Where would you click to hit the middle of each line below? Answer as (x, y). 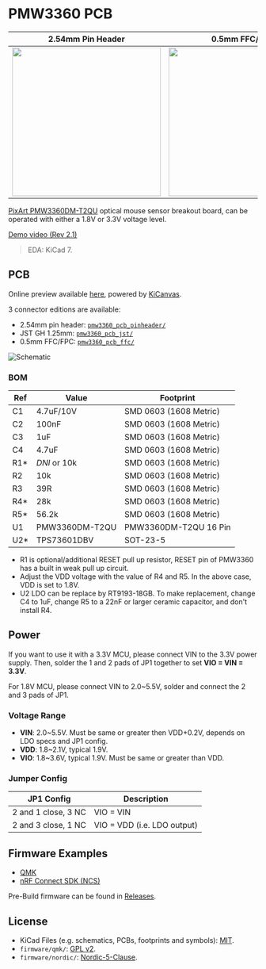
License (28, 921)
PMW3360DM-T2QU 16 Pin (177, 527)
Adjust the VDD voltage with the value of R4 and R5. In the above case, (135, 576)
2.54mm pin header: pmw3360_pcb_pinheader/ (93, 324)
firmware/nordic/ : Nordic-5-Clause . (78, 957)
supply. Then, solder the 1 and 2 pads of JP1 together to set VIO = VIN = (126, 662)
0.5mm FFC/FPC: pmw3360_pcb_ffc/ (77, 341)
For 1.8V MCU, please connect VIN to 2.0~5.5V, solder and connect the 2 (127, 686)
